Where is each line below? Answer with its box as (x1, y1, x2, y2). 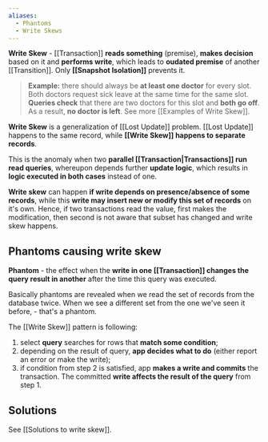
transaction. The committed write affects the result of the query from (19, 372, 251, 381)
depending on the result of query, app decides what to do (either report (19, 346, 258, 356)
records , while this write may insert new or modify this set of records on (8, 195, 252, 205)
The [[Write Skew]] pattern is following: (8, 322, 138, 332)
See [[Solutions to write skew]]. (8, 425, 112, 434)
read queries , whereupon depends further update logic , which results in (8, 163, 248, 173)
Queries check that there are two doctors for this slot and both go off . (27, 98, 260, 108)
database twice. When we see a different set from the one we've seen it (8, 298, 246, 308)
